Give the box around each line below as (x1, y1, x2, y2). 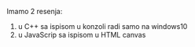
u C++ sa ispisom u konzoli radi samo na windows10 (17, 22, 188, 31)
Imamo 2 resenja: (6, 7, 63, 16)
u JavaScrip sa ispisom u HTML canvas (17, 31, 146, 39)
